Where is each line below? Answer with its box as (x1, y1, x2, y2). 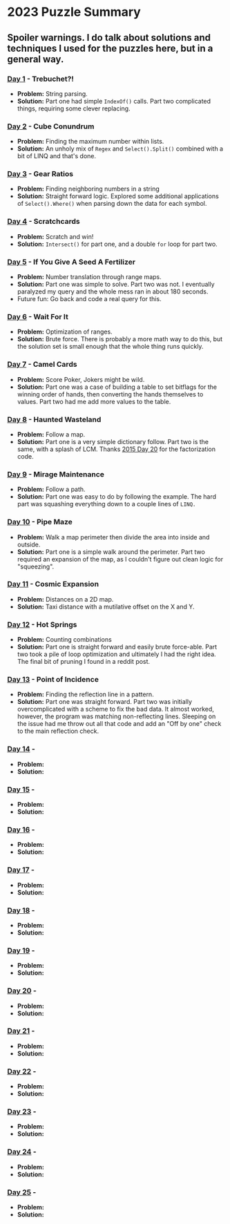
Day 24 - (7, 1147, 37, 1157)
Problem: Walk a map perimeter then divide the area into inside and (17, 533, 210, 541)
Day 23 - (7, 1107, 37, 1116)
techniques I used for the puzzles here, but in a (7, 42, 213, 54)
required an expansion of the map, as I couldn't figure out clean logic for (17, 555, 224, 563)
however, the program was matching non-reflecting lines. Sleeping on (17, 712, 216, 720)
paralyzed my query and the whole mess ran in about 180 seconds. (17, 287, 209, 296)
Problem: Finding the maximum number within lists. (17, 137, 164, 146)
